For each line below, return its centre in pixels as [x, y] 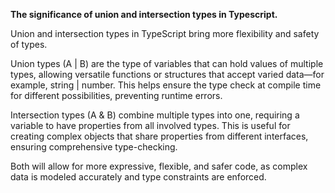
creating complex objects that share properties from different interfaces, [159, 136]
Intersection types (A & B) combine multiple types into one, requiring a [155, 115]
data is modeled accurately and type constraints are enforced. [138, 177]
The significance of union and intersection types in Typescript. [144, 14]
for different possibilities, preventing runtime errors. [116, 95]
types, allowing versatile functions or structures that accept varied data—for [167, 74]
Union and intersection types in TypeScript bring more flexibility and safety [165, 33]
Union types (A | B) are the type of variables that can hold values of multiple [167, 63]
